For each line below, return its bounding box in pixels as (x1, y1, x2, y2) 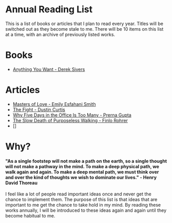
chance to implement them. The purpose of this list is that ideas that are (5, 196, 158, 203)
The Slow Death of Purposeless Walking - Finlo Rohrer (12, 117, 128, 123)
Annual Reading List (5, 4, 93, 15)
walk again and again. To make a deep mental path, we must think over (5, 169, 159, 175)
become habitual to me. (5, 213, 55, 219)
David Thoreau (5, 180, 37, 186)
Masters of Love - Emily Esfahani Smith (12, 101, 96, 107)
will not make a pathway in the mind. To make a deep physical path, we (5, 163, 159, 169)
